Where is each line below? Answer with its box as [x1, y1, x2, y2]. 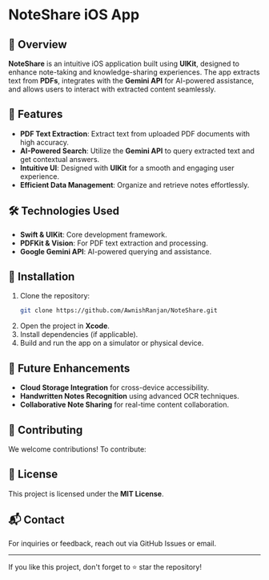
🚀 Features [8, 107, 63, 121]
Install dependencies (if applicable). [19, 330, 139, 339]
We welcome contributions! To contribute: [8, 444, 147, 454]
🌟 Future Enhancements [8, 361, 130, 375]
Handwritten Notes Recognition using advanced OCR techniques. [19, 391, 239, 401]
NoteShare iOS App [8, 6, 140, 24]
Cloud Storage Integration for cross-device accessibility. [19, 383, 210, 392]
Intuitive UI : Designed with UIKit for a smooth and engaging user [19, 163, 235, 172]
